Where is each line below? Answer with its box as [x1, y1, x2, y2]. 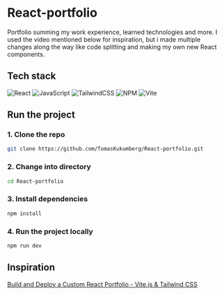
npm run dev [7, 242, 42, 249]
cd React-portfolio [7, 177, 64, 185]
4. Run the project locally [7, 226, 94, 236]
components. [7, 50, 45, 58]
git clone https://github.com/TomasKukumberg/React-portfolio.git [7, 145, 204, 152]
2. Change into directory [7, 162, 92, 172]
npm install [7, 210, 42, 217]
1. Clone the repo [7, 130, 65, 140]
